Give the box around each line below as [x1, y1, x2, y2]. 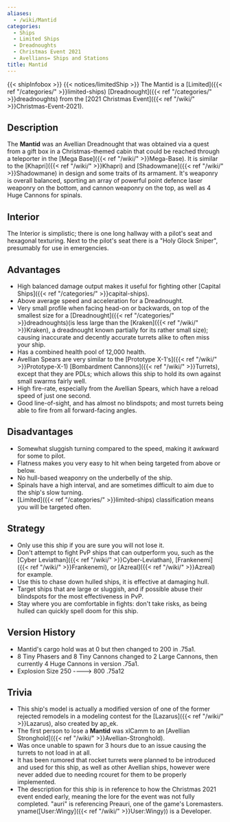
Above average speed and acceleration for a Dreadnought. [16, 297, 184, 305]
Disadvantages [7, 426, 73, 438]
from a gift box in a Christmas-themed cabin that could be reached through [7, 147, 220, 155]
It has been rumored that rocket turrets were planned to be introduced [16, 756, 216, 764]
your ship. [16, 341, 46, 349]
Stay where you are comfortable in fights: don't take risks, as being [16, 599, 207, 608]
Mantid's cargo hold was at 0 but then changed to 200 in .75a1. [16, 645, 196, 653]
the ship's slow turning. [16, 488, 84, 496]
